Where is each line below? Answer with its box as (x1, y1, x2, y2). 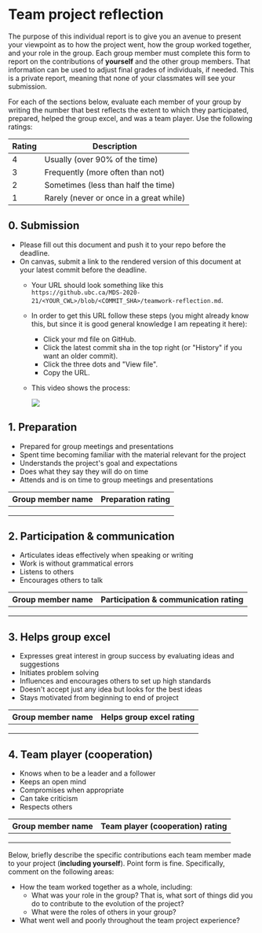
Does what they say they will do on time (19, 466, 149, 476)
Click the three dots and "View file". (42, 360, 158, 369)
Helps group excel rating (100, 712, 195, 723)
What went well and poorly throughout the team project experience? (19, 916, 241, 925)
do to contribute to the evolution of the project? (31, 899, 184, 908)
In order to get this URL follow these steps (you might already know (31, 311, 249, 320)
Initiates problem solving (19, 668, 100, 677)
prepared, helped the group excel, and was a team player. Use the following (8, 113, 253, 123)
